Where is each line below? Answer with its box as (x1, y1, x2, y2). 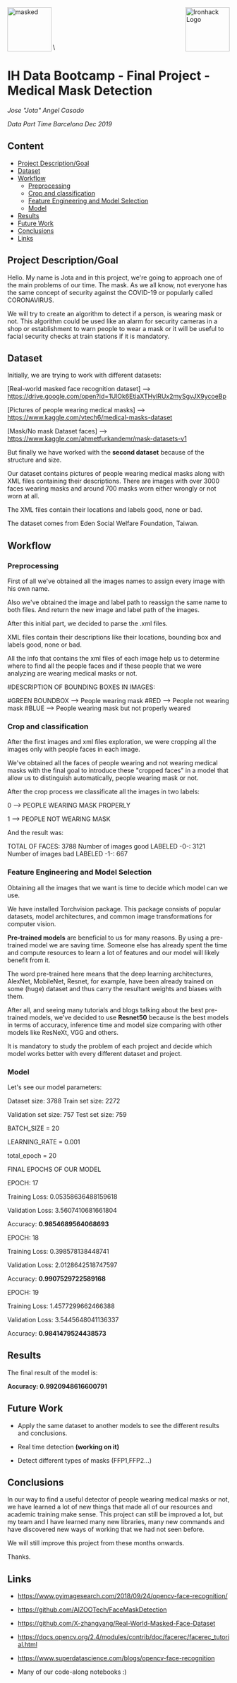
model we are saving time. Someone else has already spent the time (29, 940, 228, 949)
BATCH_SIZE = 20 (7, 1124, 60, 1132)
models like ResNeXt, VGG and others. (7, 1028, 119, 1036)
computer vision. (7, 919, 56, 928)
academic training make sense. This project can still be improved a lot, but (7, 1510, 224, 1519)
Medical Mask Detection (7, 83, 153, 99)
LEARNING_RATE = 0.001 (7, 1137, 80, 1146)
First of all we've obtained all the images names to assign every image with (7, 577, 226, 585)
